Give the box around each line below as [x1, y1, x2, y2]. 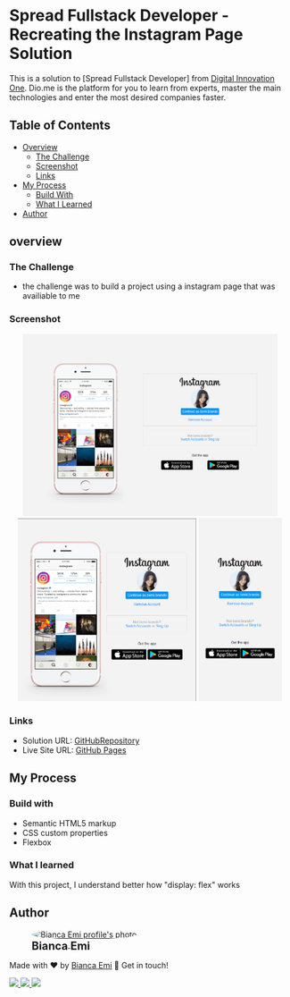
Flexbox [21, 837, 52, 848]
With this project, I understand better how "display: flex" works [9, 879, 241, 890]
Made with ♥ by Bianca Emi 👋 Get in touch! [9, 959, 170, 970]
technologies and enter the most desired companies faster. [9, 91, 227, 103]
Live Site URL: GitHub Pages [21, 744, 127, 756]
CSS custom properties [21, 827, 109, 838]
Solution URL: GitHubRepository [21, 735, 140, 746]
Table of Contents [9, 118, 112, 133]
